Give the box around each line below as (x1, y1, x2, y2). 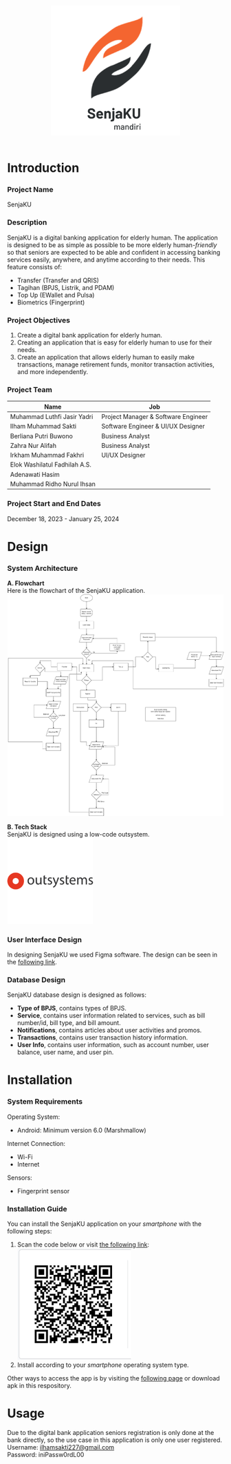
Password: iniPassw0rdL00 (7, 1450, 85, 1458)
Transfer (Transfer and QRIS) (16, 276, 100, 284)
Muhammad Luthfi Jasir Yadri (10, 413, 93, 421)
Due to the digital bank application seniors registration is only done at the (7, 1428, 214, 1436)
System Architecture (7, 563, 78, 573)
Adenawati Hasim (10, 470, 60, 478)
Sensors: (7, 1173, 32, 1182)
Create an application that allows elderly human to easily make (16, 353, 195, 362)
